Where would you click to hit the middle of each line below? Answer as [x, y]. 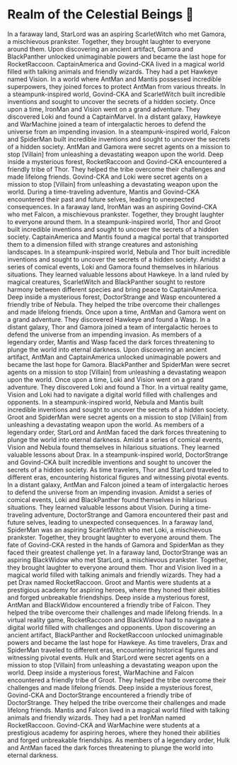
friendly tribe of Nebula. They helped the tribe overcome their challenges [114, 304]
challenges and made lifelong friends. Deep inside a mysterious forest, [110, 687]
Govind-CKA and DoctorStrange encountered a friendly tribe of [100, 695]
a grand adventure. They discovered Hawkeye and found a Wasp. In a [109, 319]
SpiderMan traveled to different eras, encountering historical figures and [113, 650]
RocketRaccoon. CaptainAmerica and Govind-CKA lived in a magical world [116, 64]
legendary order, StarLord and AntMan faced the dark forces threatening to [117, 432]
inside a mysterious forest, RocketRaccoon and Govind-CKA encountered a [117, 161]
